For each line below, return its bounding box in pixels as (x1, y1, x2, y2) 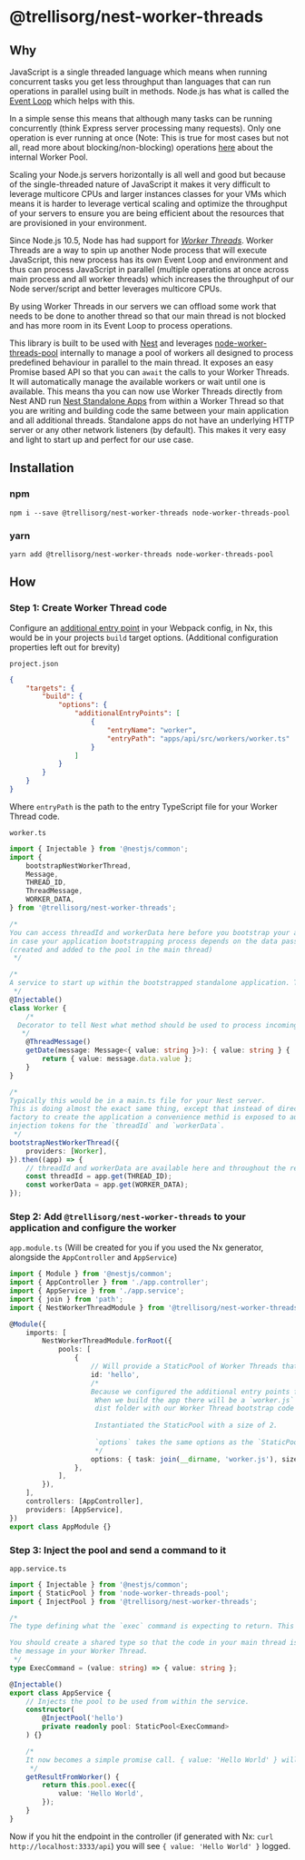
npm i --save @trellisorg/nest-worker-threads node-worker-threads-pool (9, 508, 290, 517)
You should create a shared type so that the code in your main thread (9, 1639, 286, 1648)
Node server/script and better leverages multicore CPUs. (9, 283, 222, 294)
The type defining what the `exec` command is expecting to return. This (9, 1622, 295, 1631)
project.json (9, 659, 59, 668)
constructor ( (25, 1705, 75, 1715)
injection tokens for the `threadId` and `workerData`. (9, 1121, 225, 1131)
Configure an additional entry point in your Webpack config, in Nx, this (9, 622, 273, 633)
